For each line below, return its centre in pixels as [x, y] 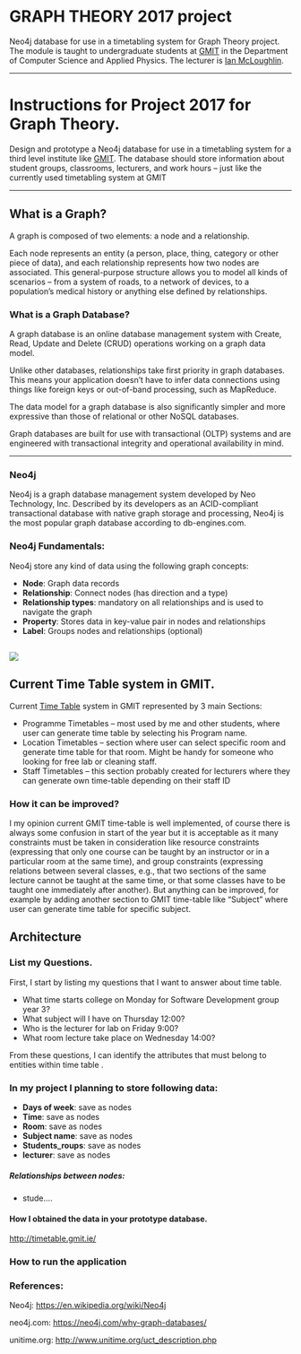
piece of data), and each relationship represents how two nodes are [134, 263]
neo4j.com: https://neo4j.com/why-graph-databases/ [108, 1323]
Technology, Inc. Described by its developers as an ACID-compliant [134, 504]
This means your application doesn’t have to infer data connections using [145, 379]
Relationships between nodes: [67, 1176]
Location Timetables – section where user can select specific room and [154, 742]
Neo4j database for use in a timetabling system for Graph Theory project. [145, 41]
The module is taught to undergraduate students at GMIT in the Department [149, 50]
